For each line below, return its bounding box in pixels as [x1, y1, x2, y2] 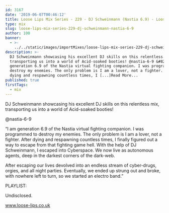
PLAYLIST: [5, 182, 27, 189]
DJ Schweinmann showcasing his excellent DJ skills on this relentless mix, [5, 101, 159, 107]
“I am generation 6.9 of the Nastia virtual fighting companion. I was [5, 125, 144, 131]
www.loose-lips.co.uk [5, 202, 50, 208]
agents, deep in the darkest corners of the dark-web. [5, 152, 115, 159]
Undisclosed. [5, 192, 33, 198]
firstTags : [5, 82, 28, 87]
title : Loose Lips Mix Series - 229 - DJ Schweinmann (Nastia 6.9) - [5, 17, 154, 22]
